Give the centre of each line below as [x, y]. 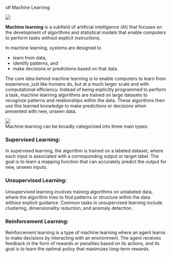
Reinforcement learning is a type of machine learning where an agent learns [85, 232]
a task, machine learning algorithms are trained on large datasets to [77, 95]
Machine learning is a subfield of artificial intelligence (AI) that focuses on [84, 27]
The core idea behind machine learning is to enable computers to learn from [86, 78]
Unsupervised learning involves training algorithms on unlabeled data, [79, 191]
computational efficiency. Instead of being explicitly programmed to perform [86, 90]
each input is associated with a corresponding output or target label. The [82, 156]
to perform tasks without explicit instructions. [53, 38]
